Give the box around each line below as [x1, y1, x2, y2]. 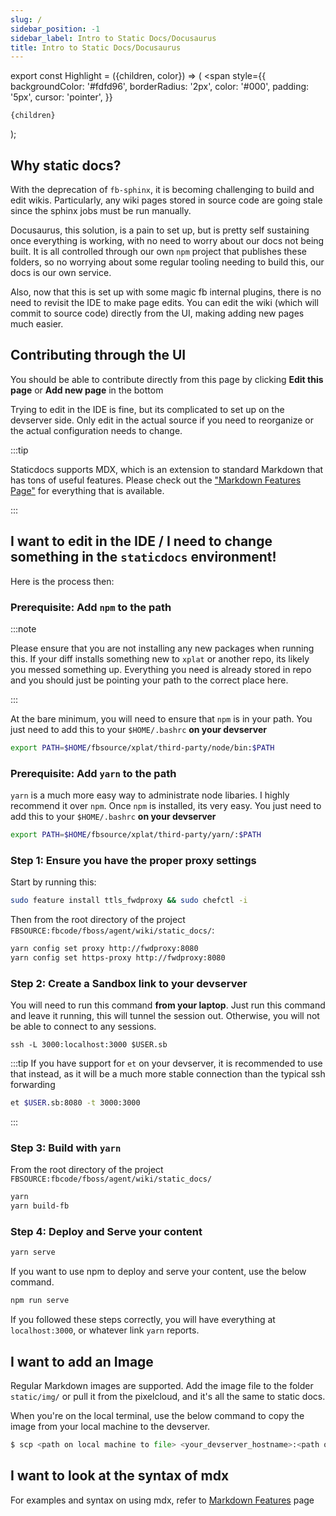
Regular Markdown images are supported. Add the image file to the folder [10, 1380, 314, 1392]
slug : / [10, 14, 43, 25]
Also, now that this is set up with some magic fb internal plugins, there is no [10, 286, 322, 298]
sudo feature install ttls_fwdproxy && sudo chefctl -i [10, 896, 248, 906]
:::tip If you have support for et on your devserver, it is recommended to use [10, 1057, 323, 1070]
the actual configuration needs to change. [10, 424, 183, 436]
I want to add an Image [10, 1353, 154, 1370]
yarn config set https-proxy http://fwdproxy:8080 [10, 953, 226, 963]
